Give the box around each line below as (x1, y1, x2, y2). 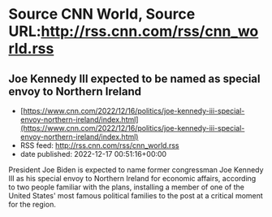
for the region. (8, 200, 57, 209)
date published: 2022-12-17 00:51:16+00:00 (19, 150, 167, 158)
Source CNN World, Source (8, 5, 196, 24)
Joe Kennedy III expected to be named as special (8, 72, 261, 85)
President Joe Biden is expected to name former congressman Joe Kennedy (8, 165, 264, 175)
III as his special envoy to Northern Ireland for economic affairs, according (8, 174, 257, 183)
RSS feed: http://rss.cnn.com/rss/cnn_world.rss (19, 141, 180, 150)
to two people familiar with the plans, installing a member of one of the (8, 182, 245, 192)
